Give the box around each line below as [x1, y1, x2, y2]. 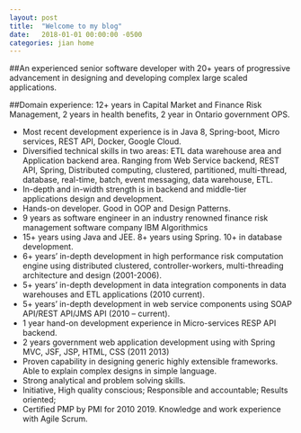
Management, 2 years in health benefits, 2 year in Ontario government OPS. [9, 109, 290, 120]
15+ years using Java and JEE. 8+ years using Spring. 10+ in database [22, 231, 283, 243]
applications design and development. [22, 194, 164, 204]
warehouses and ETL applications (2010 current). [22, 289, 205, 300]
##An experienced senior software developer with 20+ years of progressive [9, 63, 291, 74]
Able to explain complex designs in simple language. [22, 365, 217, 376]
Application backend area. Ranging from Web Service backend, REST [22, 155, 280, 167]
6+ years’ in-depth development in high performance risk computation [22, 251, 284, 262]
